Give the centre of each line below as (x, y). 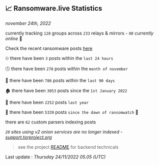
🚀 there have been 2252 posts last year (47, 102)
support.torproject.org (29, 137)
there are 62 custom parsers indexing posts (51, 122)
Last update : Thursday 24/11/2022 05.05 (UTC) (56, 157)
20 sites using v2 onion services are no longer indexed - (64, 131)
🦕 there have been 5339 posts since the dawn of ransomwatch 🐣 (72, 112)
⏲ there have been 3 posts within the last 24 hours (59, 58)
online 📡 (14, 38)
